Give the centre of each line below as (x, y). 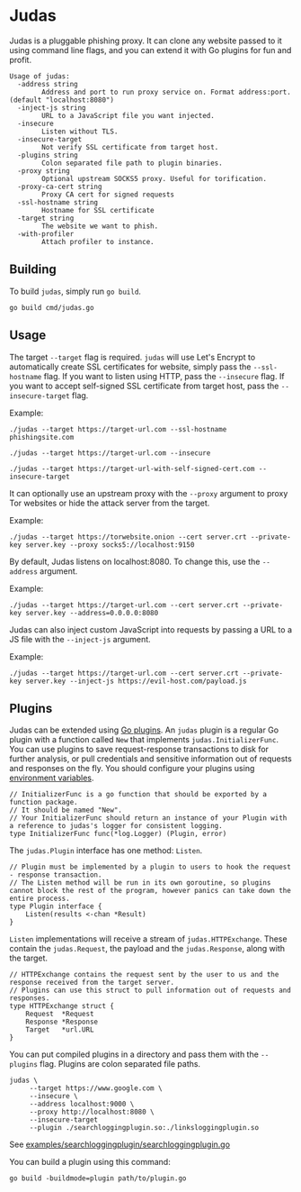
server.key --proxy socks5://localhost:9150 (110, 545)
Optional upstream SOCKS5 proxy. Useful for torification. (155, 178)
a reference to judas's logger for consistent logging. (116, 826)
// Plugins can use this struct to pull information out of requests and (150, 991)
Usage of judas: (40, 76)
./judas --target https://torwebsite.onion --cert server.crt (128, 537)
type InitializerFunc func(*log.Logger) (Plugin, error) (118, 834)
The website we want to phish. (100, 226)
